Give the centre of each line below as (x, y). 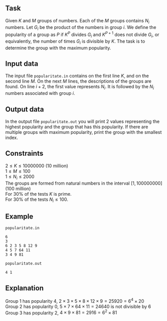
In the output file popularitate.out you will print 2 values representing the (82, 122)
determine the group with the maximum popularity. (58, 48)
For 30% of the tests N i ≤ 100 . (37, 200)
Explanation (25, 288)
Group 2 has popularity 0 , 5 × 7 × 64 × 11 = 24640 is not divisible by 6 (78, 306)
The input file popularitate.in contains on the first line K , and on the (77, 76)
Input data (22, 64)
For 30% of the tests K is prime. (39, 194)
